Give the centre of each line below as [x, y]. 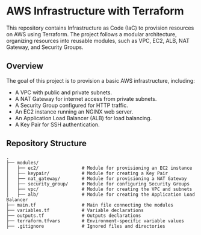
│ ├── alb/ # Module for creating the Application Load [101, 195]
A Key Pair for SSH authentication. [57, 124]
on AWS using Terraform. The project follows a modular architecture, [92, 34]
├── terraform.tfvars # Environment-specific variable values [95, 221]
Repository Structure [47, 143]
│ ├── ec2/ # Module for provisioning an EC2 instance [99, 168]
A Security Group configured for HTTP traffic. [71, 105]
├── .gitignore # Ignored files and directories [86, 226]
